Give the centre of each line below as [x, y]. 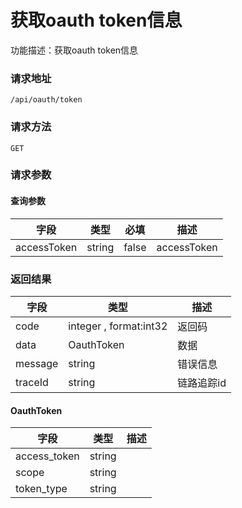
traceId [32, 382]
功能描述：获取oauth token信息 [74, 50]
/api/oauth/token [46, 100]
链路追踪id [202, 383]
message [37, 363]
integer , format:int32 [118, 326]
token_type [41, 489]
